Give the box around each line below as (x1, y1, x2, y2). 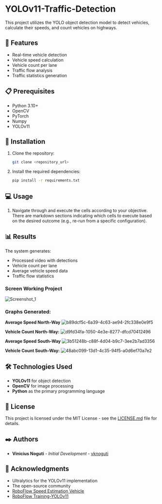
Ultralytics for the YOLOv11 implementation (12, 478, 98, 484)
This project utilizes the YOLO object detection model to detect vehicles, (5, 19, 149, 25)
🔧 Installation (5, 137, 46, 146)
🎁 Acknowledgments (5, 465, 69, 473)
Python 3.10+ (12, 102, 39, 108)
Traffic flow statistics (12, 273, 54, 279)
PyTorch (12, 113, 29, 119)
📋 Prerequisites (5, 87, 55, 96)
